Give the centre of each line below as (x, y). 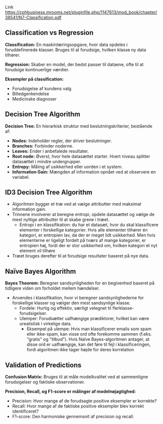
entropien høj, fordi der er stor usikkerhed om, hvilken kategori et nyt (88, 246)
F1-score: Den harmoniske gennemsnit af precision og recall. (73, 417)
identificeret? (25, 411)
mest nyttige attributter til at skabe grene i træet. (61, 220)
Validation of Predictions (43, 365)
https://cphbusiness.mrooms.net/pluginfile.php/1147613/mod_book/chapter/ (81, 12)
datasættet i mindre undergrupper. (46, 161)
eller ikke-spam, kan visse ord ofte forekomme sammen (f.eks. (89, 334)
